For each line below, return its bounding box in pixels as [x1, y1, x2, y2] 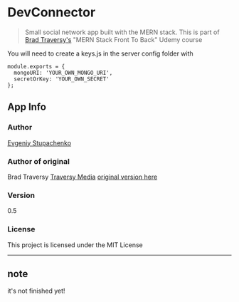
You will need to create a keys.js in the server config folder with [7, 49, 193, 58]
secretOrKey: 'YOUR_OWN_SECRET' [14, 75, 110, 83]
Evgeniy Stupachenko [7, 138, 72, 147]
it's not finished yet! [7, 286, 65, 296]
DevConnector [7, 4, 96, 21]
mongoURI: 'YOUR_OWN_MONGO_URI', [14, 69, 113, 76]
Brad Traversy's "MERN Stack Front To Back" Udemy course [24, 35, 203, 43]
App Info [7, 101, 46, 113]
